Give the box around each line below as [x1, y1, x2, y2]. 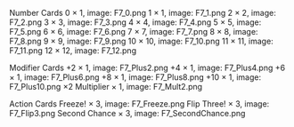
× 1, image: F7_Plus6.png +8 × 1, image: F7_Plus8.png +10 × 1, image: [9, 72, 261, 83]
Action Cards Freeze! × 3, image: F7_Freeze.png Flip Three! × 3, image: [9, 99, 270, 109]
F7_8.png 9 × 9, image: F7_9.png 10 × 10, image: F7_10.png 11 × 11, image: [9, 36, 274, 46]
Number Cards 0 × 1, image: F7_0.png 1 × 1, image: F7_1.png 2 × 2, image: [9, 8, 276, 18]
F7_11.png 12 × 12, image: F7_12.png [9, 45, 136, 56]
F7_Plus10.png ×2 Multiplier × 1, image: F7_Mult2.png [9, 82, 203, 91]
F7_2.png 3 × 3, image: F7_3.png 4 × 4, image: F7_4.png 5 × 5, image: [9, 17, 262, 28]
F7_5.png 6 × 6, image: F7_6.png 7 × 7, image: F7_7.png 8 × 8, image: [9, 27, 258, 36]
